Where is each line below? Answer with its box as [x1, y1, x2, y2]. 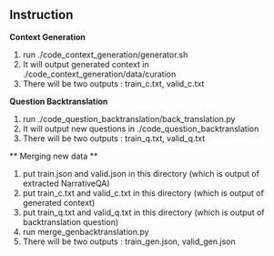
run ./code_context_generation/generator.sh [22, 49, 188, 60]
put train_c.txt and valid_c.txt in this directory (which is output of [22, 187, 264, 199]
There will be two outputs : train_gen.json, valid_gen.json [22, 236, 236, 247]
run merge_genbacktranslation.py [22, 226, 149, 237]
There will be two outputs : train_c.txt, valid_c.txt [22, 77, 205, 89]
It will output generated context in [22, 58, 149, 69]
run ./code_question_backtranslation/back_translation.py [22, 113, 236, 124]
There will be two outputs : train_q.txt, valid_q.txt [22, 132, 206, 144]
